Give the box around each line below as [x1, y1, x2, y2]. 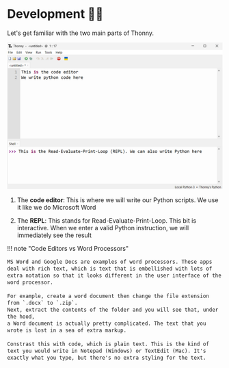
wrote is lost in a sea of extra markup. [7, 327, 127, 334]
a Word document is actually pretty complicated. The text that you [7, 320, 206, 327]
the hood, [7, 313, 36, 320]
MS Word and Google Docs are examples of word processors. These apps [7, 258, 213, 265]
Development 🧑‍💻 [7, 6, 104, 22]
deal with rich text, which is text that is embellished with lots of [7, 265, 213, 272]
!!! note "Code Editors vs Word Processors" [7, 244, 129, 252]
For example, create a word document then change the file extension [7, 293, 210, 299]
